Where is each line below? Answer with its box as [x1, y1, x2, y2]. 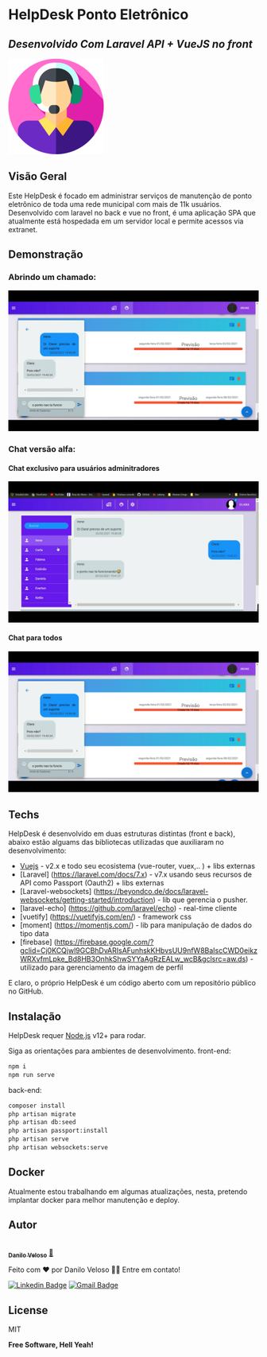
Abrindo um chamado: [8, 272, 97, 283]
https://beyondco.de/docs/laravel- [95, 887, 209, 896]
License [8, 1303, 48, 1317]
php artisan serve [8, 1135, 69, 1143]
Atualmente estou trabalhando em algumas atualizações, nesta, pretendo [8, 1187, 248, 1196]
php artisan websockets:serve [8, 1144, 109, 1152]
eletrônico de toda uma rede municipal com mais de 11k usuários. [8, 199, 222, 208]
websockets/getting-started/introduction [19, 895, 153, 904]
